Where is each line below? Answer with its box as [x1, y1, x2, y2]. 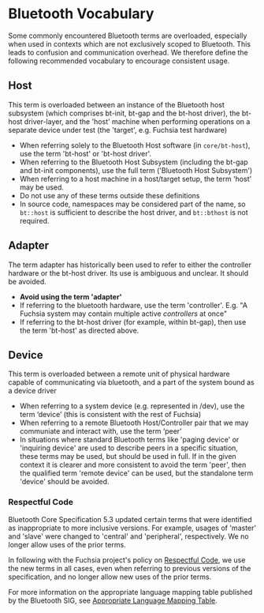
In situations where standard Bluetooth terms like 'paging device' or [19, 435, 240, 445]
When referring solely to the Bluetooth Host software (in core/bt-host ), [19, 140, 251, 150]
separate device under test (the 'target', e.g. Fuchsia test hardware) [8, 125, 228, 134]
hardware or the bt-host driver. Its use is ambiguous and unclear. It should [8, 268, 249, 277]
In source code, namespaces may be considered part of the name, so [19, 199, 246, 209]
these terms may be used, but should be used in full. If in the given [19, 452, 236, 461]
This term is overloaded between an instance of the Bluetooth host [8, 100, 225, 109]
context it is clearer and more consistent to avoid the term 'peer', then [19, 460, 247, 470]
